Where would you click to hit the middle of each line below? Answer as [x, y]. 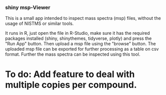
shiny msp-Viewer [28, 7]
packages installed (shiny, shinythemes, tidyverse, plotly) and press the [79, 38]
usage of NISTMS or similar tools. [40, 23]
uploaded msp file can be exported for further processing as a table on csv [82, 49]
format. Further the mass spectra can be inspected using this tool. [73, 54]
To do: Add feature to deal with [70, 74]
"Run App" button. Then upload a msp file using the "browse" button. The [81, 44]
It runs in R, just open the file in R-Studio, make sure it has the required [78, 33]
